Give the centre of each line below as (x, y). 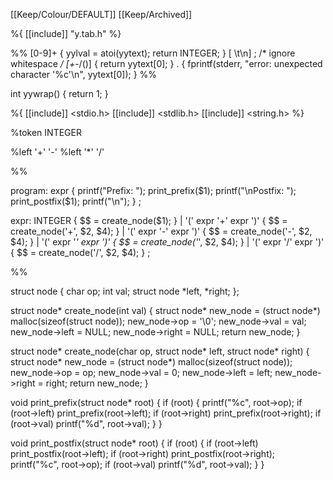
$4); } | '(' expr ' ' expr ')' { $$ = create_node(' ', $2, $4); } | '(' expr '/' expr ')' (167, 242)
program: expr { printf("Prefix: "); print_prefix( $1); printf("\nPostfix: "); (153, 190)
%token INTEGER (46, 132)
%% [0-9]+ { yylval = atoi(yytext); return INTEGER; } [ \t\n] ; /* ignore (153, 53)
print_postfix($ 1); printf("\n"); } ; (76, 201)
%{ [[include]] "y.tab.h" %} (66, 33)
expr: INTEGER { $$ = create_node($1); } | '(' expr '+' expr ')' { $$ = (149, 220)
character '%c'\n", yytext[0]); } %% (84, 74)
